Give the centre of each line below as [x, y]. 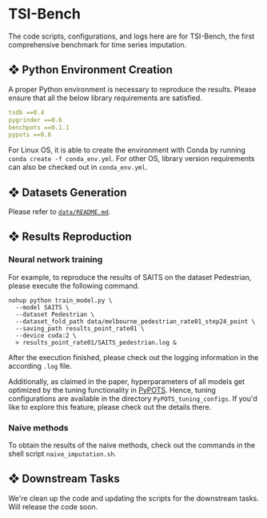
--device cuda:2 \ [46, 335]
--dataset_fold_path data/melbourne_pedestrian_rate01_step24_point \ [135, 322]
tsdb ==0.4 [26, 112]
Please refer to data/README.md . [60, 212]
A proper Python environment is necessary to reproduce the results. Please [132, 89]
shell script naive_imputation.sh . [62, 454]
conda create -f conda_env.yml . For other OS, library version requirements [132, 159]
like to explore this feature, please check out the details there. [110, 407]
